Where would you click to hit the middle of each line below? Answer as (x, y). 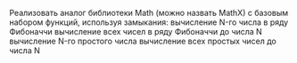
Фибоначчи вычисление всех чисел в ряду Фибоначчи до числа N (136, 31)
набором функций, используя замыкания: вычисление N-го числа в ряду (149, 22)
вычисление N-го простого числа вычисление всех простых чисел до (143, 41)
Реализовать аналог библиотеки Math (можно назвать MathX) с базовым (149, 13)
